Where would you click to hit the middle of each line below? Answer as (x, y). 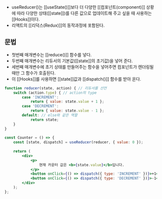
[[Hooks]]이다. (26, 19)
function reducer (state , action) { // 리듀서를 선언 (56, 88)
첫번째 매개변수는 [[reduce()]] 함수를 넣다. (52, 54)
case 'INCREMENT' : (40, 97)
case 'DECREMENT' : (40, 106)
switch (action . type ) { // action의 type (55, 93)
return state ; (44, 120)
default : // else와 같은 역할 (50, 116)
